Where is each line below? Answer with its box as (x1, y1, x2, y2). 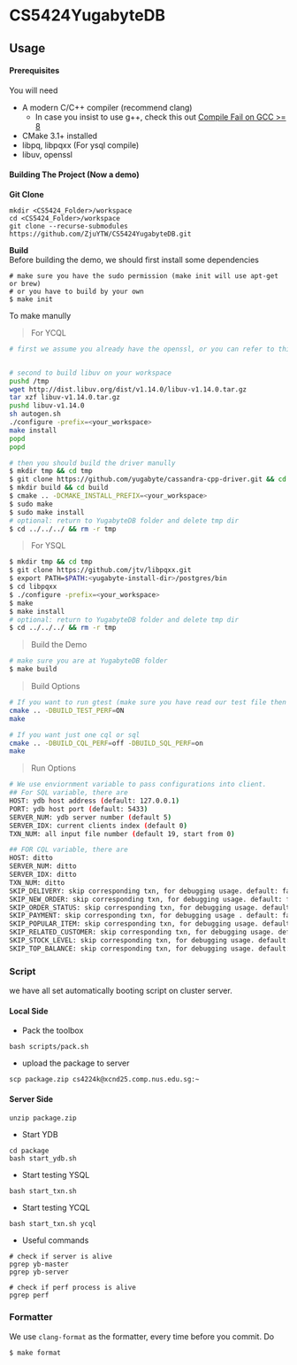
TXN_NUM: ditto (9, 878, 65, 887)
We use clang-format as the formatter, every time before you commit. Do (9, 1330, 275, 1342)
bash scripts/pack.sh (9, 1043, 89, 1051)
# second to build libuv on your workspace (9, 368, 172, 377)
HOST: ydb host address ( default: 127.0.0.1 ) (9, 796, 179, 806)
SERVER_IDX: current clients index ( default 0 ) (9, 821, 188, 830)
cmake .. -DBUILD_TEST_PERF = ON (9, 706, 125, 715)
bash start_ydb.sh (9, 1153, 77, 1163)
